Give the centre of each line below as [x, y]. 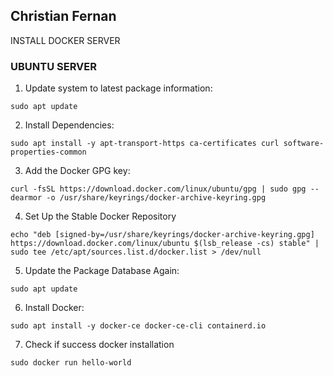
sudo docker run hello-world [71, 363]
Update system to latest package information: [118, 88]
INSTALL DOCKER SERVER [65, 40]
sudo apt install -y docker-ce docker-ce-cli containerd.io [138, 326]
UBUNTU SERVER [53, 66]
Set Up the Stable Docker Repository [100, 216]
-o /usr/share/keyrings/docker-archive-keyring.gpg [156, 198]
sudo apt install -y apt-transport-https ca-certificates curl [145, 144]
